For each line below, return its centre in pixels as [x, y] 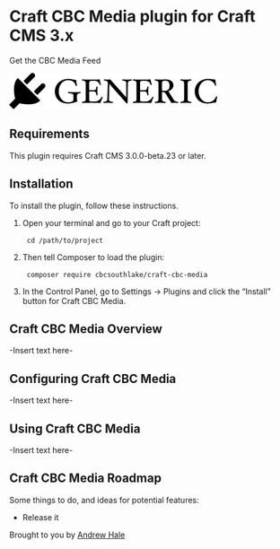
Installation [41, 184]
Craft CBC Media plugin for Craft [132, 17]
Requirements [49, 134]
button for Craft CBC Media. [74, 301]
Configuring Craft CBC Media [93, 379]
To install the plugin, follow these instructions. [94, 205]
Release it [40, 517]
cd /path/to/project [65, 240]
